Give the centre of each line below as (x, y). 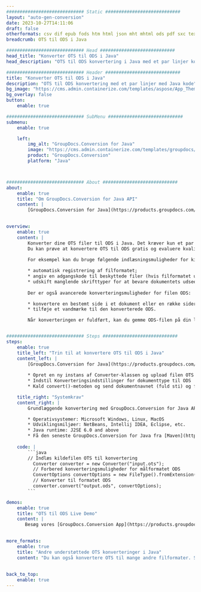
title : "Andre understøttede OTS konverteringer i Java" (89, 552)
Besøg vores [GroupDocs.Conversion (69, 525)
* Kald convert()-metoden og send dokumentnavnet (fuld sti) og (109, 386)
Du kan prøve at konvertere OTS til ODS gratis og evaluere (104, 249)
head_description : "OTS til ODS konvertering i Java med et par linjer (97, 61)
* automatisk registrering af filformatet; (83, 271)
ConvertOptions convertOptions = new (80, 475)
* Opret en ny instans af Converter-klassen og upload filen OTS (111, 375)
